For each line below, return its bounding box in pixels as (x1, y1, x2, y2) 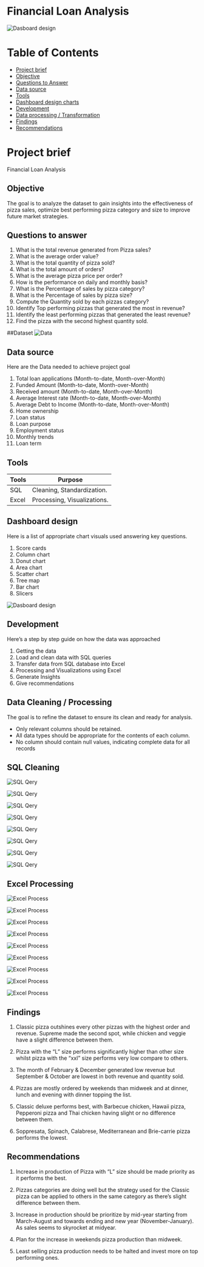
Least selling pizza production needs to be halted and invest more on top (15, 1247, 199, 1255)
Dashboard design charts (15, 98, 80, 105)
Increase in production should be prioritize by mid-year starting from (15, 1211, 188, 1218)
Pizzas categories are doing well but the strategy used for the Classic (15, 1186, 190, 1193)
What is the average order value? (15, 253, 99, 260)
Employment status (15, 427, 64, 434)
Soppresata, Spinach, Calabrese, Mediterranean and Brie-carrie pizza (15, 1127, 191, 1135)
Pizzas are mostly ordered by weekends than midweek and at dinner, (15, 1084, 189, 1091)
